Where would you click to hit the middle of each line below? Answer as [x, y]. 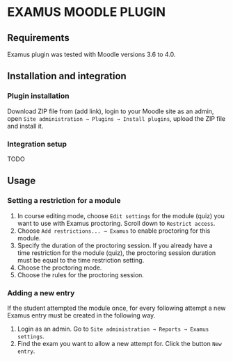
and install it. [25, 126]
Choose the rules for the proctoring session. [81, 274]
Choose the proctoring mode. [59, 268]
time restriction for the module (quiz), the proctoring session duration [116, 253]
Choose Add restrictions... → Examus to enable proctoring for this [114, 231]
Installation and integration [67, 76]
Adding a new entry [41, 293]
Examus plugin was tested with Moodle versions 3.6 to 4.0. [91, 54]
